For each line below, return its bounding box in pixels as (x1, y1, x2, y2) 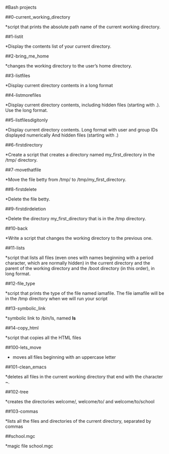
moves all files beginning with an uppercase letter (12, 354, 116, 360)
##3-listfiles (5, 73, 30, 79)
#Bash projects (5, 5, 37, 10)
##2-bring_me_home (5, 53, 49, 59)
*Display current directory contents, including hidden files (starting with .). (5, 102, 160, 108)
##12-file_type (5, 281, 35, 286)
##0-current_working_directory (5, 14, 71, 20)
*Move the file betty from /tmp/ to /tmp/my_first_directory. (5, 176, 127, 182)
